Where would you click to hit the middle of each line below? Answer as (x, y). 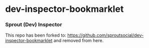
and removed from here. (79, 41)
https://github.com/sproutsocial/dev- (106, 35)
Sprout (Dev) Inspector (34, 25)
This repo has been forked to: (36, 35)
